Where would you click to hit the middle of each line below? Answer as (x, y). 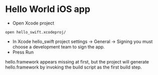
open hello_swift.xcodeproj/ (36, 32)
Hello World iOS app (48, 9)
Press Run (23, 52)
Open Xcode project (33, 23)
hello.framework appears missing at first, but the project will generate (77, 61)
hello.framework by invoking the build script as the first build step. (73, 67)
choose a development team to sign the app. (59, 46)
